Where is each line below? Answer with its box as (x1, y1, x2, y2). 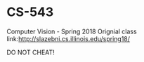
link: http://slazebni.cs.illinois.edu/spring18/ (6, 34, 131, 42)
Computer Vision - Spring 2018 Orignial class (6, 27, 138, 36)
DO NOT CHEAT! (6, 48, 55, 56)
